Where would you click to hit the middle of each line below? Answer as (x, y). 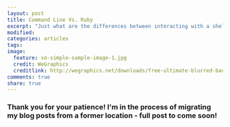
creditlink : (30, 70)
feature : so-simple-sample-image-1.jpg (70, 58)
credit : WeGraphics (41, 64)
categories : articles (38, 39)
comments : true (29, 77)
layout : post (26, 13)
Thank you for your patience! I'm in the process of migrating (109, 107)
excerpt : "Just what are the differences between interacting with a (108, 26)
